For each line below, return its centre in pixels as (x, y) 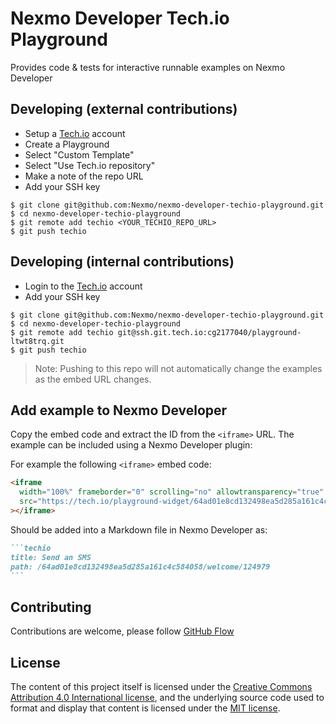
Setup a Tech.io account (75, 133)
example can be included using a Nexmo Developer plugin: (131, 445)
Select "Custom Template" (79, 154)
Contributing (51, 607)
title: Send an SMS (51, 557)
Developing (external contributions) (124, 109)
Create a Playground (67, 144)
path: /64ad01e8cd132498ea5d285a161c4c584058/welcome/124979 (140, 567)
